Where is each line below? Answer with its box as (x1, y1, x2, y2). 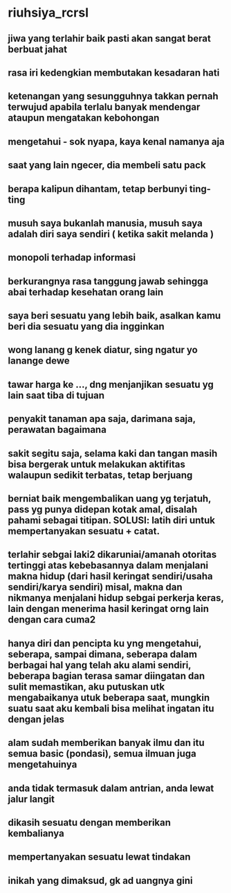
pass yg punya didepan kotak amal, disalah (8, 504, 198, 516)
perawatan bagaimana (8, 424, 107, 436)
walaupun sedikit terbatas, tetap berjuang (8, 469, 193, 481)
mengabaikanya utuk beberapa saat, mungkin (8, 692, 210, 704)
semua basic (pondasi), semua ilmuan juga (8, 748, 196, 760)
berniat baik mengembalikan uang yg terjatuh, (8, 493, 212, 504)
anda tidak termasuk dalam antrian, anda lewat (8, 782, 214, 794)
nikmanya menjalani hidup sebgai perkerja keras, (8, 592, 224, 604)
